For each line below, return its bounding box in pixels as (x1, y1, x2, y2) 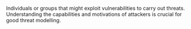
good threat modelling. (6, 17, 61, 23)
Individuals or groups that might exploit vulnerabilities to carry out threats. (6, 5, 185, 11)
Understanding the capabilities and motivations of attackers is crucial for (6, 11, 182, 18)
